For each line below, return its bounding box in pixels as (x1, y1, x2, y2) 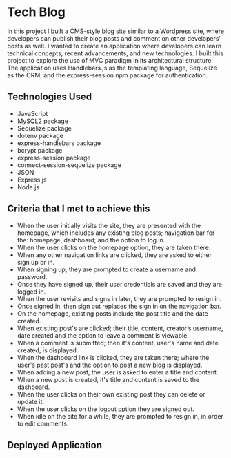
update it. (17, 397, 45, 405)
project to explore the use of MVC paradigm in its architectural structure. (7, 56, 214, 64)
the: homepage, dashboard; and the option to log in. (17, 236, 165, 244)
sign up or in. (17, 258, 55, 266)
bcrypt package (17, 146, 63, 154)
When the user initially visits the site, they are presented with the (17, 221, 201, 229)
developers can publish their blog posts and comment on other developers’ (7, 34, 221, 42)
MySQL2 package (17, 117, 69, 125)
